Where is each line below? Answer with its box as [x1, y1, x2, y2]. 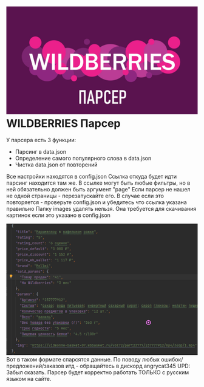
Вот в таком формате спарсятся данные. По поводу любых [6, 355, 160, 363]
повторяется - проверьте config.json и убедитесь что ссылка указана [6, 199, 187, 206]
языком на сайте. [6, 375, 52, 382]
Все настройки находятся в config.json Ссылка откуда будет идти [6, 173, 177, 180]
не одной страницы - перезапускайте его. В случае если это [6, 192, 164, 200]
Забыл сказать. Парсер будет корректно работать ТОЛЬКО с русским [6, 368, 189, 376]
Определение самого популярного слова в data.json [15, 155, 152, 162]
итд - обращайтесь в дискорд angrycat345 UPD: [66, 362, 191, 369]
